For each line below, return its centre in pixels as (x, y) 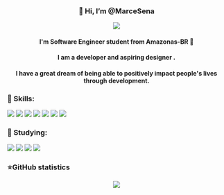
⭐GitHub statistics (39, 167)
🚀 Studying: (27, 133)
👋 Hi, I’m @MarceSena (117, 11)
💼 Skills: (21, 99)
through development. (117, 81)
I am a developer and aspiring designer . (117, 58)
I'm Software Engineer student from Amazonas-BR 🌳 (117, 42)
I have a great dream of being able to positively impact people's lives (117, 74)
